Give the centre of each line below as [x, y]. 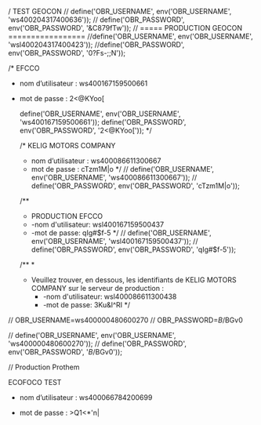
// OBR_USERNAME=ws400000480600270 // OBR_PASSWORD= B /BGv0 [125, 320]
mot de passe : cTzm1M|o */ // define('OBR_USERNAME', [122, 169]
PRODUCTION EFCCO [67, 216]
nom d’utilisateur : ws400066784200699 [86, 398]
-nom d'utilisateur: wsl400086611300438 [110, 296]
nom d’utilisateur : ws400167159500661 [83, 83]
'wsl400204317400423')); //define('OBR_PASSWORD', [96, 45]
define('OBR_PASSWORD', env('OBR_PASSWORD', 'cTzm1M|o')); [136, 186]
